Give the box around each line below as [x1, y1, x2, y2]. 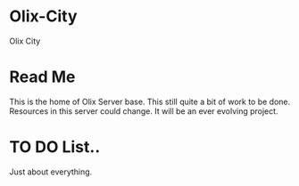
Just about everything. [9, 166, 93, 177]
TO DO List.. [9, 137, 101, 158]
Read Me [9, 67, 76, 87]
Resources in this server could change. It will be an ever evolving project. [9, 105, 278, 117]
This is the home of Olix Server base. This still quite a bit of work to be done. [9, 96, 291, 107]
